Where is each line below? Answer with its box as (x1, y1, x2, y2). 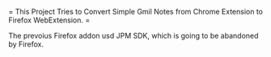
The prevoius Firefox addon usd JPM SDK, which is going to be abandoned (8, 31, 259, 40)
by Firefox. (8, 39, 44, 49)
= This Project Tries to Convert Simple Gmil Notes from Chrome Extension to (8, 7, 263, 16)
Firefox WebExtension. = (8, 15, 91, 25)
